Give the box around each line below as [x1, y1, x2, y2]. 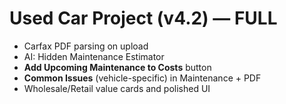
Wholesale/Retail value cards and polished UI [23, 82, 211, 94]
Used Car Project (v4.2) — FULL [9, 7, 278, 30]
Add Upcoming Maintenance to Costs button [23, 61, 212, 73]
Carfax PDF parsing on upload [23, 40, 149, 52]
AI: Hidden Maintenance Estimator [23, 50, 165, 62]
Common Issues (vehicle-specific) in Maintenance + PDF [23, 72, 262, 84]
